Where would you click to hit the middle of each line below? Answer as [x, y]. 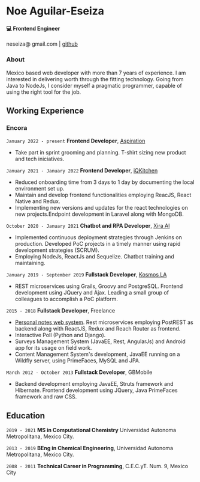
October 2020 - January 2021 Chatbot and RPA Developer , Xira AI [88, 226]
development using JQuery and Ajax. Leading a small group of [92, 293]
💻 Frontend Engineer [33, 28]
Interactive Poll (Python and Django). [60, 335]
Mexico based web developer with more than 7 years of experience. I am [96, 73]
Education [26, 416]
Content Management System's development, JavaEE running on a [97, 354]
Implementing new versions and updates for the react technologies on [101, 208]
